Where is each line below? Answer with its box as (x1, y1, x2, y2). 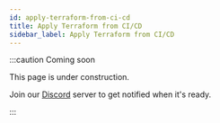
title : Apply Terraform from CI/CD (9, 22, 143, 31)
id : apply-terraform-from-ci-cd (9, 13, 130, 22)
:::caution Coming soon (9, 55, 96, 66)
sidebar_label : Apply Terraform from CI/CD (9, 30, 175, 39)
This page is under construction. (9, 72, 130, 83)
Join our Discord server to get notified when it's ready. (9, 89, 212, 100)
